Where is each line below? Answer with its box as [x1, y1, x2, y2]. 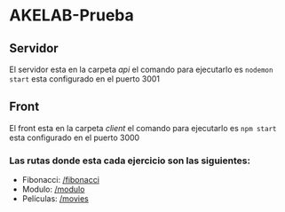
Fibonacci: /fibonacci [21, 175, 100, 185]
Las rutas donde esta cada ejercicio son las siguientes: [9, 154, 251, 167]
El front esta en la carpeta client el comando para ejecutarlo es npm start [9, 122, 277, 133]
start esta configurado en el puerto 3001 [9, 74, 161, 84]
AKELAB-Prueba [9, 5, 135, 26]
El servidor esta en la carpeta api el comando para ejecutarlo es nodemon [9, 64, 273, 75]
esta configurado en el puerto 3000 [9, 132, 140, 143]
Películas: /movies [21, 193, 89, 204]
